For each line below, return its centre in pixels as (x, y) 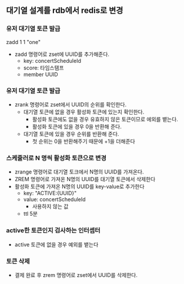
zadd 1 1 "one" (24, 42)
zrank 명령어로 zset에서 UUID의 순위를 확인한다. (71, 104)
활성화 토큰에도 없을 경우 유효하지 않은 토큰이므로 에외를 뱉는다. (105, 119)
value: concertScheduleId (55, 199)
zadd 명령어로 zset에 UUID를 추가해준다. (62, 54)
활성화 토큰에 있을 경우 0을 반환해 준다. (77, 126)
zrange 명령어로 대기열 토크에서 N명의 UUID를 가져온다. (79, 172)
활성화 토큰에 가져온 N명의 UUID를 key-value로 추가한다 (80, 186)
